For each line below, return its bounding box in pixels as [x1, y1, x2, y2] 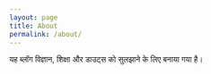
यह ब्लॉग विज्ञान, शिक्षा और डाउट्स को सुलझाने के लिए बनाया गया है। [9, 54, 204, 65]
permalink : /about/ [9, 29, 83, 38]
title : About [9, 21, 58, 30]
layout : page [9, 12, 58, 22]
